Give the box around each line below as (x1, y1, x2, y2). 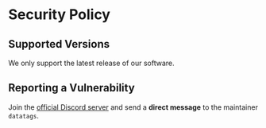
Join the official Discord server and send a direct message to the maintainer (8, 102, 258, 112)
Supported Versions (8, 37, 110, 51)
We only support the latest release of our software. (8, 58, 175, 68)
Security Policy (8, 6, 111, 24)
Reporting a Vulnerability (8, 81, 135, 95)
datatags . (8, 111, 40, 120)
